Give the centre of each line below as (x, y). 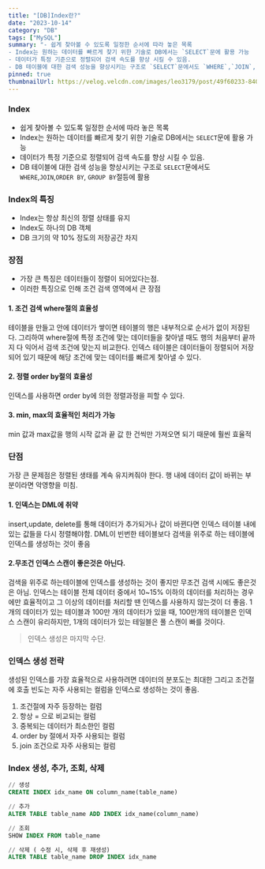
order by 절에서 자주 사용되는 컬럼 (72, 736)
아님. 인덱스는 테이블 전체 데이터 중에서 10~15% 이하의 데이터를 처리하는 (128, 592)
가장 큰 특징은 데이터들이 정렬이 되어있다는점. (89, 279)
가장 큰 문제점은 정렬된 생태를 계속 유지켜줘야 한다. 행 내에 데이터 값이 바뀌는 (126, 476)
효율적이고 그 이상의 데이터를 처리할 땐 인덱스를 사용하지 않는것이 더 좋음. (135, 602)
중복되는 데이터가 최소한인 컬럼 (67, 726)
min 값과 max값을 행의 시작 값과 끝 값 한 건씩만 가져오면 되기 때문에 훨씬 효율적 (130, 434)
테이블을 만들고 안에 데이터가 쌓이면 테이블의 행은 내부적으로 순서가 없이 (119, 327)
